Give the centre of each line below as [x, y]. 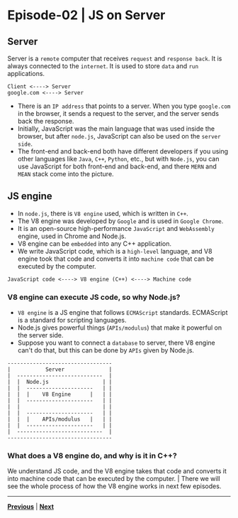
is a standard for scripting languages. [72, 320]
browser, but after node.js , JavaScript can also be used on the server [119, 136]
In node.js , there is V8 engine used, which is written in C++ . [103, 213]
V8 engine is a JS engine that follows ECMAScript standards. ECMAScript [123, 313]
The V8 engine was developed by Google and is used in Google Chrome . [120, 221]
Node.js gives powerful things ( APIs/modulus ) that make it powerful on [119, 328]
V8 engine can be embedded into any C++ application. [95, 243]
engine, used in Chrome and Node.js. [72, 236]
